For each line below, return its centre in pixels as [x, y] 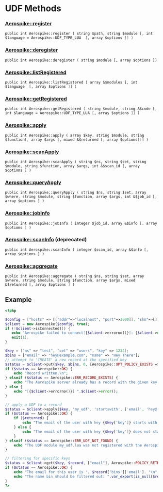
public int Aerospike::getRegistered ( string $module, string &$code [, [81, 109]
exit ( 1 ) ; [20, 338]
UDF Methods [33, 8]
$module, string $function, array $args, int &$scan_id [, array [72, 166]
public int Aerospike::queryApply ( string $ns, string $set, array [76, 193]
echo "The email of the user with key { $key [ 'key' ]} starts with [90, 423]
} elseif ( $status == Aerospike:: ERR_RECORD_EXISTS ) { [62, 378]
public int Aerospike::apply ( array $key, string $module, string [75, 135]
